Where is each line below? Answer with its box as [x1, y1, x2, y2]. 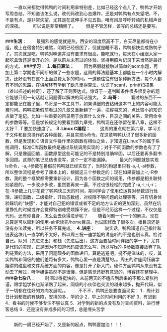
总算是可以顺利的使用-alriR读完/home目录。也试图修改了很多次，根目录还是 [5, 219, 160, 225]
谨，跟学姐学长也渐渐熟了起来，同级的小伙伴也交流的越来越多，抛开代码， [5, 281, 158, 287]
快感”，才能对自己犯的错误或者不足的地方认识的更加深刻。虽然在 [24, 200, 158, 206]
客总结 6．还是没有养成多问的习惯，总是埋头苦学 [5, 306, 105, 312]
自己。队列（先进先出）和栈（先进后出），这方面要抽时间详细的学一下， [5, 238, 151, 243]
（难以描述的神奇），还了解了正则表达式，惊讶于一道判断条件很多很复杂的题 [5, 88, 160, 94]
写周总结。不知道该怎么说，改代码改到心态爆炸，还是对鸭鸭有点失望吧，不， [5, 10, 162, 16]
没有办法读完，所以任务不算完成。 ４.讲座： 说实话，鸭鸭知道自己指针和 [5, 225, 162, 231]
